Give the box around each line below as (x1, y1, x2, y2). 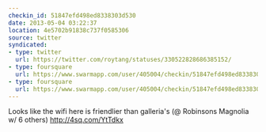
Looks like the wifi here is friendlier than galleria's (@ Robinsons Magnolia (8, 107, 249, 116)
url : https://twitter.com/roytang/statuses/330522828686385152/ (15, 56, 232, 64)
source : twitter (8, 33, 62, 42)
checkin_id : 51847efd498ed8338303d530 (8, 11, 136, 20)
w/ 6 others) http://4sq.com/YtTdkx (8, 115, 124, 125)
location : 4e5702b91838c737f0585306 (8, 26, 129, 34)
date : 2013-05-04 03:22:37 (8, 19, 97, 27)
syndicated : (8, 41, 47, 49)
